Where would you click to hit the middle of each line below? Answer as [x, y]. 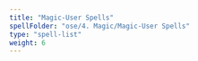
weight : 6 [28, 43]
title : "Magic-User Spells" [62, 17]
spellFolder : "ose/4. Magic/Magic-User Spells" [100, 26]
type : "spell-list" [46, 34]
